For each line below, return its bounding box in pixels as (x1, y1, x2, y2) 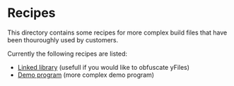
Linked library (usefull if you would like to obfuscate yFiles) (17, 63, 189, 71)
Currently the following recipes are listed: (7, 49, 128, 58)
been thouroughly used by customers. (7, 35, 119, 44)
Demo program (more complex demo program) (17, 70, 154, 79)
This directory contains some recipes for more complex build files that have (7, 28, 228, 37)
